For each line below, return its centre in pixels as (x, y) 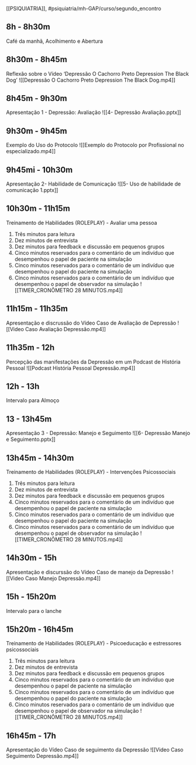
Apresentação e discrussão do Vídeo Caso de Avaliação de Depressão (91, 323)
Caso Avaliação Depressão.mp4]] (66, 329)
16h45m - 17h (31, 735)
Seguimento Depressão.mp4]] (42, 756)
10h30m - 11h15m (38, 209)
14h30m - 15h (32, 558)
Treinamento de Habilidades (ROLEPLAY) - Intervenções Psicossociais (91, 471)
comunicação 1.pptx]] (32, 190)
